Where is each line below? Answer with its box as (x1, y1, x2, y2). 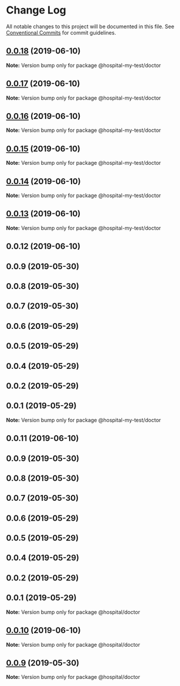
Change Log (6, 4, 66, 17)
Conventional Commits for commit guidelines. (6, 29, 116, 36)
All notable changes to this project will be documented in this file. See (6, 23, 175, 30)
